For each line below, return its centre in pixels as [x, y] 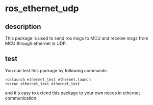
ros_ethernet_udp [42, 9]
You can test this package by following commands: [57, 70]
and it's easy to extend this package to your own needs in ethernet [73, 93]
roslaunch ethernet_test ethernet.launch [48, 79]
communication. [21, 98]
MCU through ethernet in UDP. [36, 43]
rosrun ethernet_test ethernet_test [42, 84]
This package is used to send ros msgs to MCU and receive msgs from [77, 38]
